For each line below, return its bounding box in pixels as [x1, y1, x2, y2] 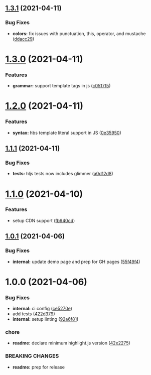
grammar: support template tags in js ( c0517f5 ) [12, 83, 111, 89]
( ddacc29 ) [12, 36, 35, 42]
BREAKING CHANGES [5, 352, 59, 359]
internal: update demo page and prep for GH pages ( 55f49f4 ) [12, 259, 140, 265]
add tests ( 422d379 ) [12, 311, 55, 317]
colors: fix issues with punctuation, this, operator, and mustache [12, 30, 146, 37]
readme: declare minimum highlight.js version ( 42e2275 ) [12, 340, 130, 346]
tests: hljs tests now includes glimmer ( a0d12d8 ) [12, 171, 114, 177]
